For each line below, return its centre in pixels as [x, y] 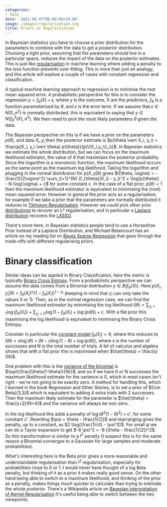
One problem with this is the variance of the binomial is [62, 366]
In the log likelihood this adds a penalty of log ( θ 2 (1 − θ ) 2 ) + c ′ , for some [78, 413]
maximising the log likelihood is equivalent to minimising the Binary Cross [81, 319]
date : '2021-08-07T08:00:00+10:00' [42, 19]
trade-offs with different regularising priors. [50, 241]
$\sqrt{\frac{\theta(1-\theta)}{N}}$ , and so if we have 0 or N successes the [82, 372]
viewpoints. [17, 500]
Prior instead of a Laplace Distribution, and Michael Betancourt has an [77, 231]
